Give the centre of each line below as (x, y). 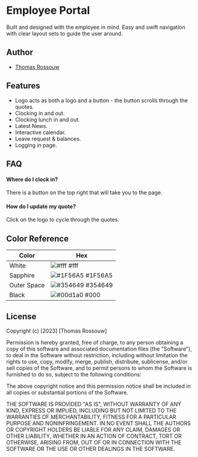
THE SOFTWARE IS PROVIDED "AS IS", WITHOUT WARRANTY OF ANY (94, 404)
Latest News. (31, 126)
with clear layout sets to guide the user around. (65, 33)
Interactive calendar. (40, 132)
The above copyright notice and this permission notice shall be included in (98, 386)
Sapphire (22, 275)
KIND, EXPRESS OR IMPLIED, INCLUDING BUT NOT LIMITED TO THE (91, 410)
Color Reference (38, 238)
